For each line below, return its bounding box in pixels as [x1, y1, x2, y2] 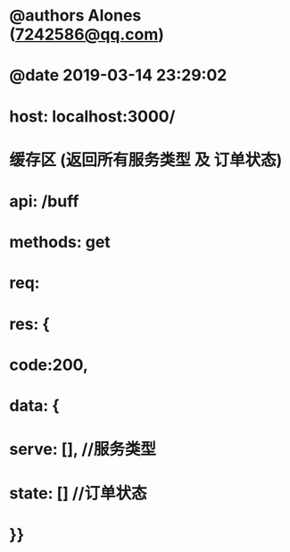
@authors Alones [9, 5, 142, 26]
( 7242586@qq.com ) [9, 24, 165, 45]
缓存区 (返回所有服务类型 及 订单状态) [9, 149, 283, 170]
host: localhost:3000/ [9, 106, 176, 126]
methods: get [9, 232, 112, 253]
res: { [9, 314, 51, 334]
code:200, [9, 355, 89, 375]
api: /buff [9, 191, 79, 211]
